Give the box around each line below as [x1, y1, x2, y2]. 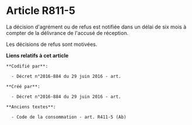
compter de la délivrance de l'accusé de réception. [6, 29, 128, 36]
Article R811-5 [6, 4, 76, 17]
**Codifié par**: [6, 63, 48, 69]
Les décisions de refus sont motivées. [6, 41, 97, 48]
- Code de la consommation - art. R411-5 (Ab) [11, 114, 127, 120]
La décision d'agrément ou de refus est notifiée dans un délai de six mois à [6, 23, 187, 30]
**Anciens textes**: [6, 103, 57, 110]
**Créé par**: [6, 83, 41, 90]
